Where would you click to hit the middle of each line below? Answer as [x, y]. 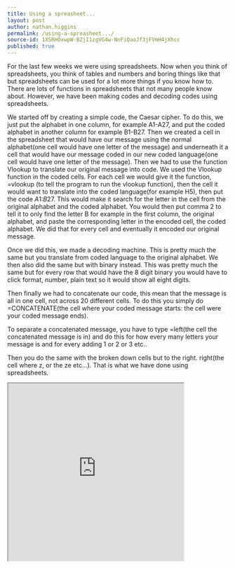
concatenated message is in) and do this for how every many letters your [113, 337]
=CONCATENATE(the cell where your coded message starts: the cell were [114, 308]
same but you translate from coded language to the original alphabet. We [113, 257]
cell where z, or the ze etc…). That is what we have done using [98, 365]
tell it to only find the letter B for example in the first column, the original [111, 214]
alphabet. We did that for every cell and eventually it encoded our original [113, 229]
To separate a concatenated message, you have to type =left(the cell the [112, 329]
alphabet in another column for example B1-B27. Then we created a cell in [114, 132]
